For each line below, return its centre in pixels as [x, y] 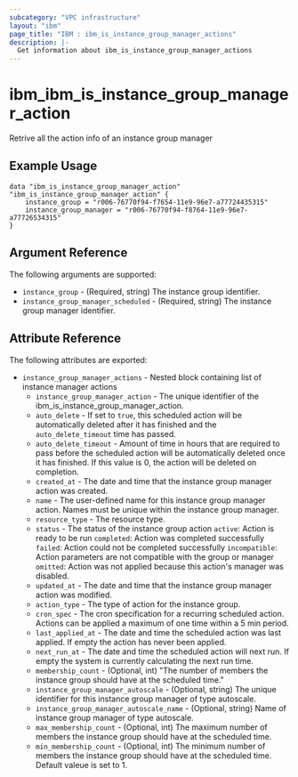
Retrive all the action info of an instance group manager [111, 138]
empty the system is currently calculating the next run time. [144, 660]
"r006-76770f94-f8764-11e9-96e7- [186, 210]
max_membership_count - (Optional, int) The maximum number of [152, 727]
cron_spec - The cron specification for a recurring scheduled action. [160, 613]
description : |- [39, 42]
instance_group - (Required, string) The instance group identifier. [141, 291]
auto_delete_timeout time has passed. [105, 433]
